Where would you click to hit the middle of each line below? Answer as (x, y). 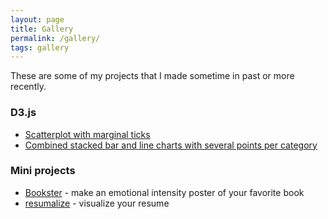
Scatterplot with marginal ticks (87, 134)
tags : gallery (40, 47)
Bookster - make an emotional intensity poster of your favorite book (164, 192)
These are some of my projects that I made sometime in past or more (152, 76)
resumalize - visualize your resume (97, 203)
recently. (28, 87)
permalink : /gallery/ (55, 38)
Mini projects (43, 171)
